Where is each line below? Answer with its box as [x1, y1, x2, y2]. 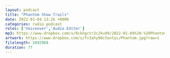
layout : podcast [5, 7, 39, 13]
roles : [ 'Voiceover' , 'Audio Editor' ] [5, 26, 85, 31]
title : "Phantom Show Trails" [5, 12, 69, 17]
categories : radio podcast [5, 21, 62, 27]
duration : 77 [5, 45, 33, 50]
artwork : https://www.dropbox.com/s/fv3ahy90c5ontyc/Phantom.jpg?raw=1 [5, 36, 159, 41]
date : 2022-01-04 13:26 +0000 [5, 17, 69, 22]
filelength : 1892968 [5, 40, 49, 45]
